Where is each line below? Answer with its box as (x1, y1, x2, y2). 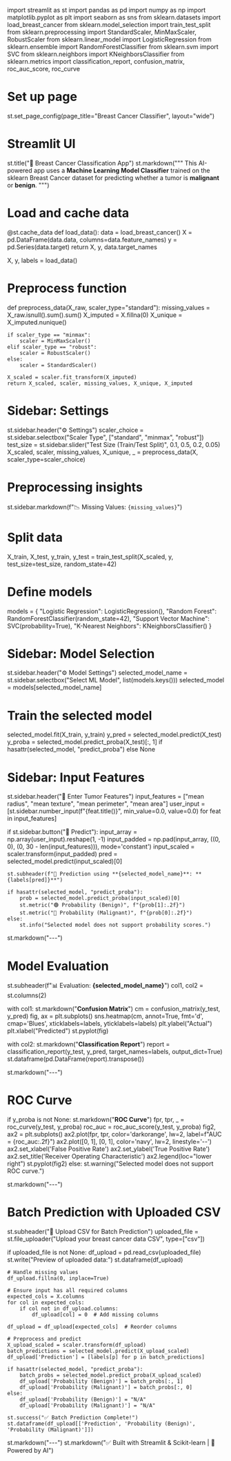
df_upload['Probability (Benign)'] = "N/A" (19, 1396, 147, 1404)
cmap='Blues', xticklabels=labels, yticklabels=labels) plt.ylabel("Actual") (7, 1019, 212, 1028)
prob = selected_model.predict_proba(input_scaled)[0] (19, 895, 181, 902)
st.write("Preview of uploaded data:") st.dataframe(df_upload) (7, 1255, 183, 1264)
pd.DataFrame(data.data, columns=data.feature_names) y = (7, 235, 178, 244)
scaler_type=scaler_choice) (7, 455, 86, 463)
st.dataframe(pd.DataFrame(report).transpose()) (7, 1055, 145, 1063)
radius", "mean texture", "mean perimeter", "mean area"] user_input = (7, 799, 205, 808)
